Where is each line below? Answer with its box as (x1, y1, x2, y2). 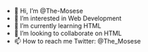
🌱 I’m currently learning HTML (13, 22, 101, 30)
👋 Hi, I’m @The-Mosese (13, 7, 83, 15)
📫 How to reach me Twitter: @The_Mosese (13, 37, 141, 45)
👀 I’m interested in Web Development (13, 14, 122, 22)
